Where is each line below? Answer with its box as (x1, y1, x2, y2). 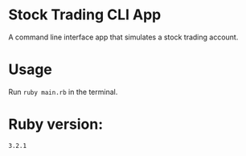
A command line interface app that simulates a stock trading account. (8, 32, 239, 42)
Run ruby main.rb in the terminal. (8, 87, 118, 96)
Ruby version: (8, 115, 104, 133)
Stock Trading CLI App (8, 6, 162, 24)
